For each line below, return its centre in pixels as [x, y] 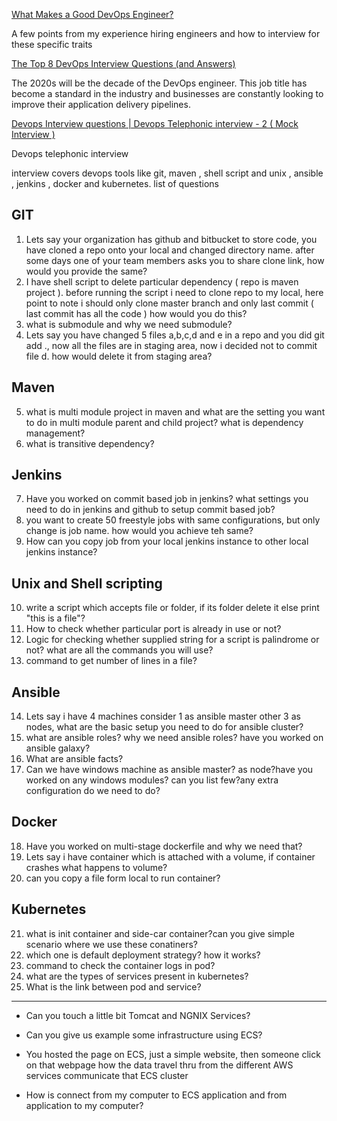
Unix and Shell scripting [87, 583]
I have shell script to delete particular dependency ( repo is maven [162, 281]
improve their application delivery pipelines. [101, 104]
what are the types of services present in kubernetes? [137, 976]
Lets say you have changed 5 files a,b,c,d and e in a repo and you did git [175, 335]
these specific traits [52, 44]
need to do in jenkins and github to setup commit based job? [150, 510]
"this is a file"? [55, 618]
